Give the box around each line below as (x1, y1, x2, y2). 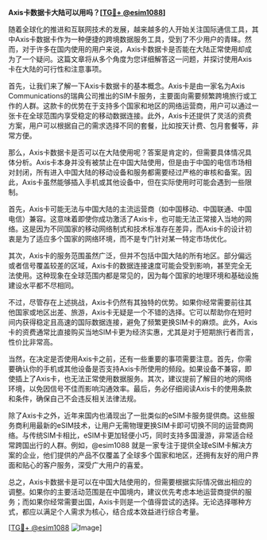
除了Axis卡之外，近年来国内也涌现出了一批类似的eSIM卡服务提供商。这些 (8, 411, 248, 420)
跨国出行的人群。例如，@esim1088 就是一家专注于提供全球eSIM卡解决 (14, 441, 246, 449)
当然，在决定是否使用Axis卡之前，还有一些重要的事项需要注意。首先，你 (8, 354, 246, 364)
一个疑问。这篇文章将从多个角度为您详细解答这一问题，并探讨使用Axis (21, 55, 253, 64)
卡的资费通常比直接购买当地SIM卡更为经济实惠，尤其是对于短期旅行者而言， (8, 327, 258, 337)
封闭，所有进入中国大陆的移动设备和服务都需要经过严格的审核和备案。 (14, 168, 245, 177)
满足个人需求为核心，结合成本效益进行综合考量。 (42, 507, 203, 516)
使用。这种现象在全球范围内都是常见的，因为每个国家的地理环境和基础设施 (14, 271, 259, 280)
